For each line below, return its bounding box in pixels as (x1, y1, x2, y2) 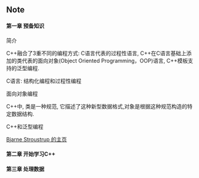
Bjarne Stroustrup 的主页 (6, 135, 67, 143)
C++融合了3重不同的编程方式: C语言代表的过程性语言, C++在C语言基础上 (6, 49, 187, 56)
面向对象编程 (6, 90, 38, 97)
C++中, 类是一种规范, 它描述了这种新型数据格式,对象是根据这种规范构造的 (6, 102, 188, 110)
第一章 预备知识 (6, 22, 45, 29)
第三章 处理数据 (6, 165, 45, 173)
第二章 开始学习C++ (6, 150, 56, 158)
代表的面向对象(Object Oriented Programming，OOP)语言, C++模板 (22, 57, 188, 64)
